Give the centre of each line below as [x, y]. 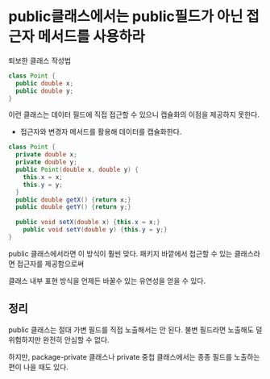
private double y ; [47, 162]
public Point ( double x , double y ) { [77, 170]
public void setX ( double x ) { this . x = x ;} [88, 223]
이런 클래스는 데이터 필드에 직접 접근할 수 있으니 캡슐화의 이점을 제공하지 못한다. [134, 115]
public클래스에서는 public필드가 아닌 [126, 17]
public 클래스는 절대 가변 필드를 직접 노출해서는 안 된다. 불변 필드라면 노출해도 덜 [135, 329]
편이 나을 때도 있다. [38, 367]
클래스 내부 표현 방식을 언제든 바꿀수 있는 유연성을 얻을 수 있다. [107, 281]
